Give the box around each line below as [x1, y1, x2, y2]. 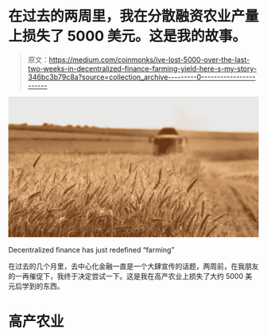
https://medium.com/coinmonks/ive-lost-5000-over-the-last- [48, 55, 250, 64]
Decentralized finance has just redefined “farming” [8, 245, 175, 255]
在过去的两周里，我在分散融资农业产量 [8, 7, 260, 25]
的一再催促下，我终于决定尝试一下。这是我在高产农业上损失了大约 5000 [8, 272, 244, 281]
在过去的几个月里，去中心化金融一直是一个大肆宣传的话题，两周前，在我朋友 [8, 261, 259, 271]
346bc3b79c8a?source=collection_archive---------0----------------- [27, 72, 256, 82]
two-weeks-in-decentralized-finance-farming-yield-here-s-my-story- [27, 64, 257, 73]
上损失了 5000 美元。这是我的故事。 [8, 27, 247, 45]
